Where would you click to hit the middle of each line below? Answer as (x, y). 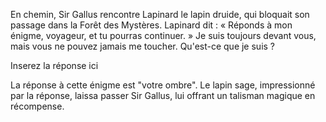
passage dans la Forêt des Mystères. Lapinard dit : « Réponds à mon (151, 25)
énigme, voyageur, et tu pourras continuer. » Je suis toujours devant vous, (163, 35)
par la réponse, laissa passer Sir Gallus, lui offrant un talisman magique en (163, 95)
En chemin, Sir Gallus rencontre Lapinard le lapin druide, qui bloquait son (160, 14)
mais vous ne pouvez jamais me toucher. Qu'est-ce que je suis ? (143, 46)
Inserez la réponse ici (54, 65)
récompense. (37, 106)
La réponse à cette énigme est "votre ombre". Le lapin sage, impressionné (163, 85)
